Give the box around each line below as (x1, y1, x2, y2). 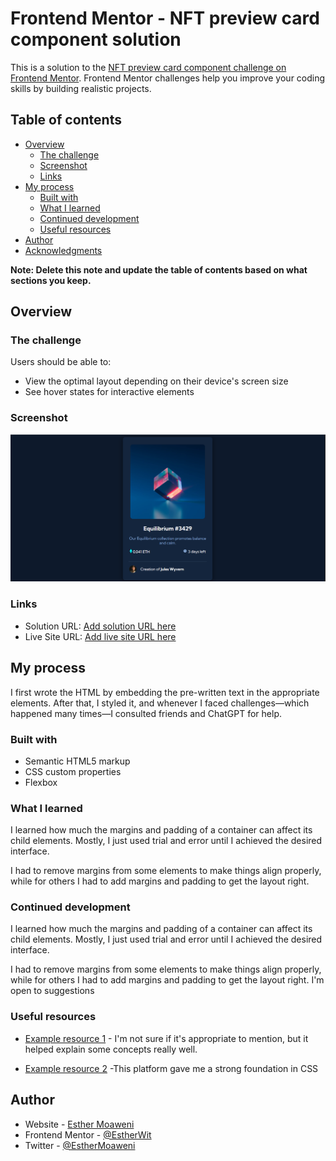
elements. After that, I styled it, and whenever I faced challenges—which (10, 697, 310, 709)
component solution (10, 28, 182, 51)
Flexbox (24, 776, 58, 788)
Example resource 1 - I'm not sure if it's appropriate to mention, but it (24, 1032, 309, 1044)
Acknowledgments (24, 244, 103, 256)
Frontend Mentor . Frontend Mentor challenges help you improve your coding (10, 72, 326, 84)
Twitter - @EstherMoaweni (24, 1139, 136, 1151)
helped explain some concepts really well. (24, 1043, 198, 1055)
